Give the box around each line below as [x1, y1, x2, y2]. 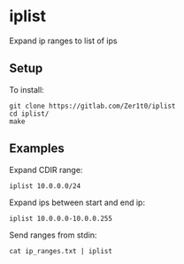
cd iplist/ [9, 109, 50, 118]
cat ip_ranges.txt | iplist [9, 246, 113, 255]
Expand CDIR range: [9, 164, 83, 175]
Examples [9, 141, 65, 156]
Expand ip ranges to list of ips [9, 35, 118, 46]
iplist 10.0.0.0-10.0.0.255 [9, 214, 113, 223]
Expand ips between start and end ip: [9, 197, 146, 207]
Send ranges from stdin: [9, 230, 97, 240]
